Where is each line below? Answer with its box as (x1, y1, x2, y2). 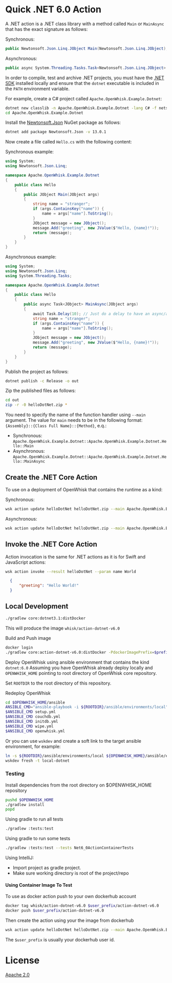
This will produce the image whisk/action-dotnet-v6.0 (5, 625, 120, 631)
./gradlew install (5, 802, 45, 807)
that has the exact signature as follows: (5, 26, 88, 32)
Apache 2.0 (5, 971, 30, 978)
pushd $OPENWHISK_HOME (5, 797, 54, 802)
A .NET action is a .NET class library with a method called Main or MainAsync (5, 21, 164, 27)
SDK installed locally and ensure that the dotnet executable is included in (5, 80, 159, 86)
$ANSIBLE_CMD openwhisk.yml (5, 728, 66, 734)
